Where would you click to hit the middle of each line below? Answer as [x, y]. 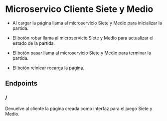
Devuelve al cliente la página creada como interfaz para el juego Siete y [79, 109]
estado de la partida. [34, 43]
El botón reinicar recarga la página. [48, 68]
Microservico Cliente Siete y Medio [79, 9]
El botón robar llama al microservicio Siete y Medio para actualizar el [83, 38]
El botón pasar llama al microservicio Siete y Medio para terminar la [82, 53]
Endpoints [21, 83]
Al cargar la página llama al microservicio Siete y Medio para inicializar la [87, 23]
